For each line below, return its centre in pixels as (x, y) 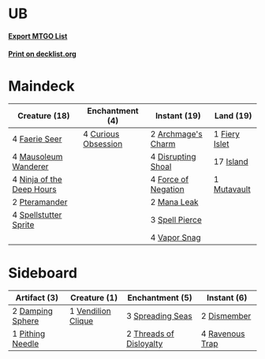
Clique (82, 321)
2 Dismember (226, 316)
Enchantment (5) (160, 298)
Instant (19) (178, 116)
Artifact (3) (37, 298)
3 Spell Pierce (176, 220)
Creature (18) (43, 116)
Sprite (23, 225)
